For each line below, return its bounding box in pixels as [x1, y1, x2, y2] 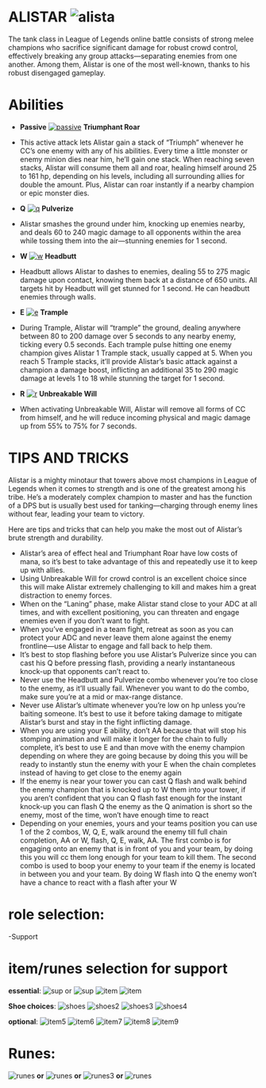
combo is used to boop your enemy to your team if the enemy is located [19, 861, 256, 870]
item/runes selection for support [8, 959, 228, 978]
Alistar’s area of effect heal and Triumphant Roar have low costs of [19, 548, 238, 558]
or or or [37, 1071, 124, 1080]
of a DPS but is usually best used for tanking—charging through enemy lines [8, 501, 258, 510]
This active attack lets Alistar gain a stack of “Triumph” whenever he [19, 137, 244, 147]
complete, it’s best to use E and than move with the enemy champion [19, 742, 245, 752]
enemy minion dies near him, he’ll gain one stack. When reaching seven [19, 154, 255, 164]
